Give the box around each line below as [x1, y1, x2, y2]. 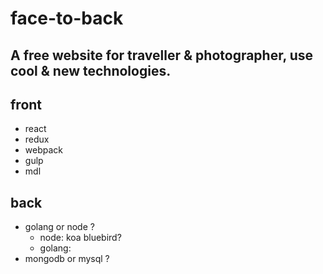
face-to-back [10, 7, 124, 30]
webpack [24, 144, 63, 156]
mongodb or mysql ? [24, 253, 110, 265]
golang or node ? [24, 221, 95, 233]
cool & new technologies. [10, 62, 172, 79]
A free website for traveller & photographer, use [10, 47, 314, 64]
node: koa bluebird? [39, 232, 122, 244]
